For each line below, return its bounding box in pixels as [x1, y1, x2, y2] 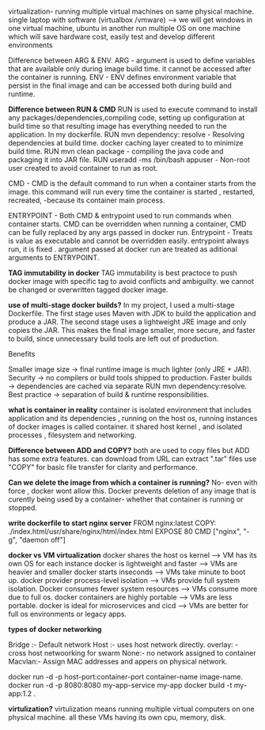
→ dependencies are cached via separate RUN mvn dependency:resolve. [8, 381, 248, 391]
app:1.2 [8, 689, 32, 698]
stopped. [8, 503, 38, 513]
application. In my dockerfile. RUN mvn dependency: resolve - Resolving [8, 130, 245, 139]
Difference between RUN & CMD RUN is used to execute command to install [8, 104, 258, 114]
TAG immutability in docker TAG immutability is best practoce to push [8, 268, 237, 278]
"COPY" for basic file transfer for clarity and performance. [8, 463, 198, 471]
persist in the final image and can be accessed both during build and [8, 81, 232, 90]
